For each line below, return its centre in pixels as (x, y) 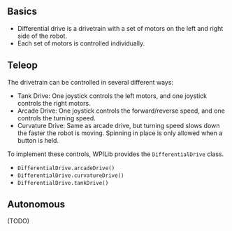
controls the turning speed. (56, 118)
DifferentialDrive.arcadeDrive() (66, 168)
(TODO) (19, 221)
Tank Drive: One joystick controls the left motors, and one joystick (112, 96)
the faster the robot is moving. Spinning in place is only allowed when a (120, 133)
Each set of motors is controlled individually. (81, 43)
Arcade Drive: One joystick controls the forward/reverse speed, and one (121, 111)
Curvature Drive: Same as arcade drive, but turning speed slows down (118, 125)
